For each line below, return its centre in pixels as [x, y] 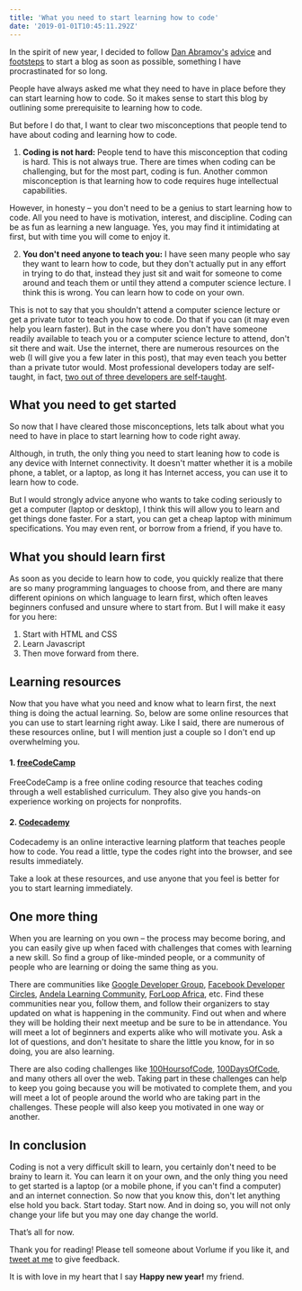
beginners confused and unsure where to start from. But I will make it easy [147, 607]
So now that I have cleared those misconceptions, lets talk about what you [147, 427]
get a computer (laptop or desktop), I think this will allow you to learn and [145, 509]
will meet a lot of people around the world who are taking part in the [135, 1098]
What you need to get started [93, 405]
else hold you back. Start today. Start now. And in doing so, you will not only [150, 1205]
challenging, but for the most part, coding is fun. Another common [145, 171]
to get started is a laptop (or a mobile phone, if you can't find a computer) [145, 1186]
